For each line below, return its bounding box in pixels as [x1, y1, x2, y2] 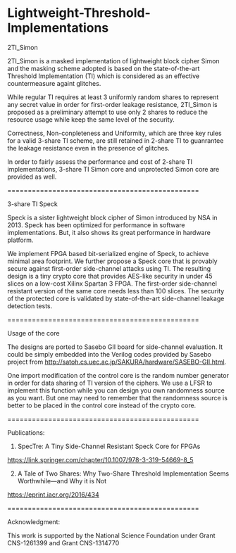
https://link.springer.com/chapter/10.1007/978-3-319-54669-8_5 [7, 455, 194, 464]
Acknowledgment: [7, 517, 61, 526]
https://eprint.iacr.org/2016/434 [7, 490, 100, 499]
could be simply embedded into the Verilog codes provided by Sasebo [7, 350, 211, 358]
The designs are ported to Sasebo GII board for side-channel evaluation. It [7, 343, 223, 351]
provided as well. [7, 172, 57, 181]
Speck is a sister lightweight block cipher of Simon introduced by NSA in [7, 213, 218, 222]
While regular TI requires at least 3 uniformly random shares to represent [7, 93, 219, 101]
